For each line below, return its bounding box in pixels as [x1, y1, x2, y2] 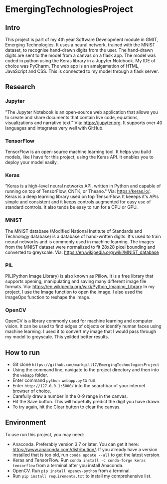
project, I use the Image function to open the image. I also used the [5, 289, 143, 295]
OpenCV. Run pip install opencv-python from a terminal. [12, 468, 131, 474]
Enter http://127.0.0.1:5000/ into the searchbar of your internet [12, 382, 146, 388]
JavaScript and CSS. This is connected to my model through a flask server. [5, 68, 160, 74]
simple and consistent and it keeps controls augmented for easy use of [5, 199, 151, 205]
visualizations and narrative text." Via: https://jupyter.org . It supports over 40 [5, 120, 163, 126]
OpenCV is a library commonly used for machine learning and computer [5, 318, 153, 324]
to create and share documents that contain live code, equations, [5, 114, 139, 120]
